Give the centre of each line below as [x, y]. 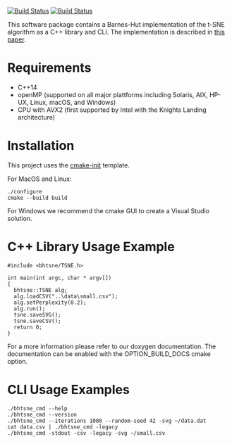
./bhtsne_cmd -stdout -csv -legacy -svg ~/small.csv [86, 433]
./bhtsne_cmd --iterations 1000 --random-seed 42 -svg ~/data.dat [107, 421]
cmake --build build [38, 198]
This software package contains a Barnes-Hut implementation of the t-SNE [116, 24]
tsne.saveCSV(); [37, 321]
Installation [41, 146]
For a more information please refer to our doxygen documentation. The [112, 346]
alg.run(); [30, 309]
